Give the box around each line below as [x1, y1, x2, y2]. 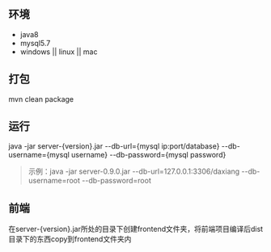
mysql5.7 [19, 38, 51, 48]
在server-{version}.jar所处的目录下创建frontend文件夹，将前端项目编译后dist [8, 225, 264, 234]
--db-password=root [82, 176, 151, 186]
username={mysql [8, 150, 70, 160]
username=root [28, 176, 81, 186]
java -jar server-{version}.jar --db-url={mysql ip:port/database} [8, 141, 220, 151]
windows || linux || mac [19, 47, 98, 57]
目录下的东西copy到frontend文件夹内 [8, 234, 132, 244]
